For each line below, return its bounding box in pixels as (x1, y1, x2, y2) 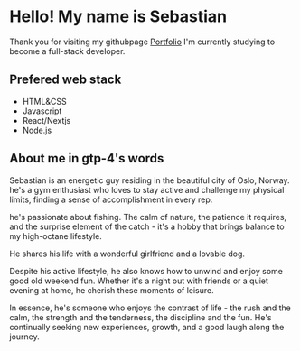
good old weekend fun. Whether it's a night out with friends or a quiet (9, 275, 269, 286)
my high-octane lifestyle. (9, 230, 102, 241)
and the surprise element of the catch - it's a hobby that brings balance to (9, 221, 285, 232)
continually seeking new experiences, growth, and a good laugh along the (9, 321, 285, 332)
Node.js (22, 125, 52, 135)
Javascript (22, 106, 62, 116)
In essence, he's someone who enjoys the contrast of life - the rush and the (9, 302, 291, 313)
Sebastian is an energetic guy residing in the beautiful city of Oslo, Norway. (9, 174, 291, 186)
